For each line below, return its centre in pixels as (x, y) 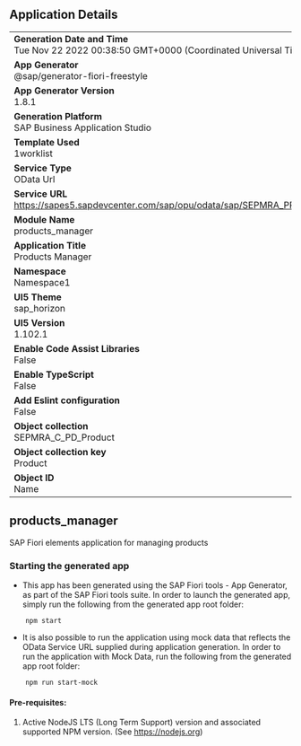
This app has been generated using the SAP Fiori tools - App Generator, (155, 585)
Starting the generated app (69, 566)
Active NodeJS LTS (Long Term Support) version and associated (142, 723)
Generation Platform (58, 116)
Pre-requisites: (38, 702)
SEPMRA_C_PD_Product (64, 437)
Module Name (44, 219)
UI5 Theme (38, 297)
